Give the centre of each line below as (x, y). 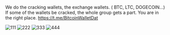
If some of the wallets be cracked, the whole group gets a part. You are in (82, 12)
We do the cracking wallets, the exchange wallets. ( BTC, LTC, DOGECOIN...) (85, 7)
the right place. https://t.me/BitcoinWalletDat (52, 18)
